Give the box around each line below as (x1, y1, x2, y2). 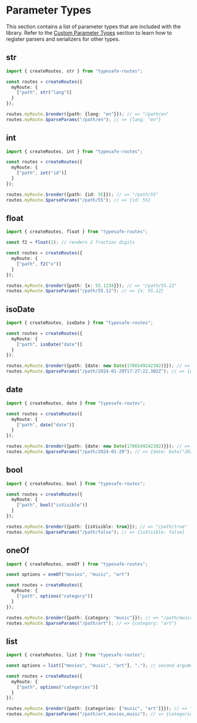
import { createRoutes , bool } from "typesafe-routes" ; (6, 480, 145, 487)
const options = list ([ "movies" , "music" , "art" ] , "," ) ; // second (6, 662, 175, 669)
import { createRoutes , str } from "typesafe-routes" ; (6, 68, 143, 74)
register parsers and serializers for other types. (6, 35, 120, 42)
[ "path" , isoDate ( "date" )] (16, 342, 83, 347)
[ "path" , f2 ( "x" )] (16, 261, 62, 267)
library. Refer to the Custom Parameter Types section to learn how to (6, 29, 172, 36)
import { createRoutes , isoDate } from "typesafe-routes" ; (6, 320, 154, 326)
